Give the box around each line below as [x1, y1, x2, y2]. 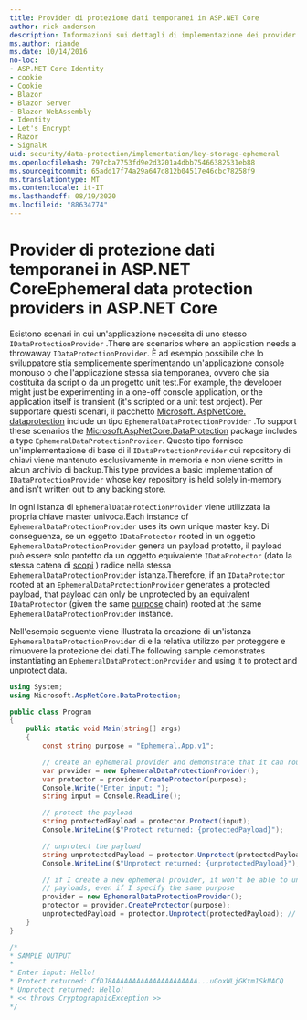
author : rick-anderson [9, 22, 96, 31]
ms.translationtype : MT [9, 175, 101, 184]
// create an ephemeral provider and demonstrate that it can [42, 758, 284, 767]
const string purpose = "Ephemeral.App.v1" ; [42, 741, 215, 750]
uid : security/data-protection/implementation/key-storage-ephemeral [9, 149, 281, 158]
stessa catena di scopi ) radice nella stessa [9, 559, 172, 570]
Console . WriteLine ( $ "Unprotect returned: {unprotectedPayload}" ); [42, 858, 301, 868]
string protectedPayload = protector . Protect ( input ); [42, 817, 251, 826]
